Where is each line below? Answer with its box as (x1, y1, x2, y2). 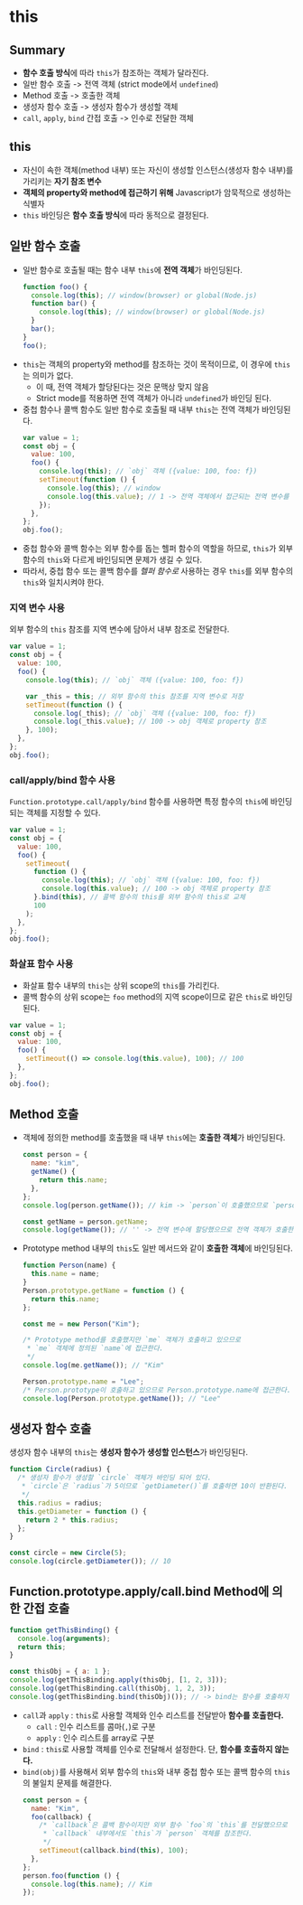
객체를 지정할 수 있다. (25, 807, 101, 819)
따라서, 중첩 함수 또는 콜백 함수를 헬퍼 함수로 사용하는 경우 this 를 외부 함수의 (22, 566, 294, 577)
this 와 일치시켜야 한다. (22, 577, 105, 588)
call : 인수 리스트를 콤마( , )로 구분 (35, 1721, 156, 1731)
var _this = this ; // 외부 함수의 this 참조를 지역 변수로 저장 (25, 691, 243, 701)
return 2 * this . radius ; (25, 1516, 119, 1525)
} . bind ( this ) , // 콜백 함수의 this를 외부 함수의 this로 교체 (32, 893, 246, 902)
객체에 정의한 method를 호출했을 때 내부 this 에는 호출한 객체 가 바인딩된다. (22, 1132, 286, 1143)
